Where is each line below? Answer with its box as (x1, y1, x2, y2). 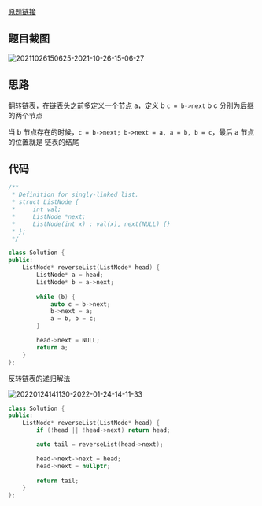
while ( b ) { (36, 293, 76, 301)
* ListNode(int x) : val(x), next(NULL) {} (11, 220, 171, 228)
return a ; (36, 343, 68, 352)
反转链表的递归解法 (8, 373, 71, 383)
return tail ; (36, 477, 79, 485)
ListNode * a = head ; (36, 271, 104, 279)
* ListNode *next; (11, 212, 87, 220)
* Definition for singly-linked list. (11, 191, 139, 199)
